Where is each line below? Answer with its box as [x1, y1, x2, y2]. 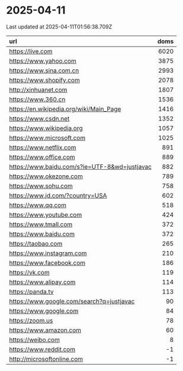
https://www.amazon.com [9, 326, 82, 334]
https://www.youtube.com [9, 211, 82, 219]
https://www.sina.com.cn [9, 66, 79, 75]
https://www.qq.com [9, 201, 67, 209]
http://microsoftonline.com [9, 354, 84, 363]
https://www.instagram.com [9, 249, 87, 257]
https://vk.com [9, 268, 50, 276]
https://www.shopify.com [9, 76, 80, 84]
